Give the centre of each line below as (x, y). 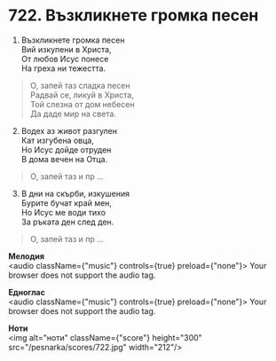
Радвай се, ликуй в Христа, (82, 95)
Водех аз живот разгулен (69, 130)
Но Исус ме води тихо (63, 212)
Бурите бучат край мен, (67, 203)
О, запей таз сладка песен (80, 85)
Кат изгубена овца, (57, 140)
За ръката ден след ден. (67, 222)
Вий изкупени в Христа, (66, 49)
